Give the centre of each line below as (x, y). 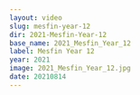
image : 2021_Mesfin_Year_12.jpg (70, 69)
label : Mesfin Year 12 (52, 52)
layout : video (36, 18)
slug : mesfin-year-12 (50, 26)
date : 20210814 (38, 77)
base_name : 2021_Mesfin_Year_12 (70, 43)
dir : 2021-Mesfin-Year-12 (58, 34)
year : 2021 (30, 60)
